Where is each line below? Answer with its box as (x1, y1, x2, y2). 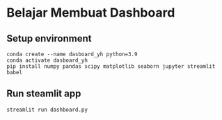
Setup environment (6, 33, 92, 44)
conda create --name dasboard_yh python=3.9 (6, 51, 138, 58)
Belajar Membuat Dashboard (6, 5, 175, 21)
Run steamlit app (6, 88, 81, 100)
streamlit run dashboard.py (6, 106, 88, 113)
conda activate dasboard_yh (6, 57, 88, 64)
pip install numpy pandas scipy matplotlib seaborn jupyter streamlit (6, 63, 216, 70)
